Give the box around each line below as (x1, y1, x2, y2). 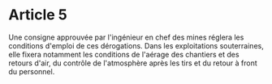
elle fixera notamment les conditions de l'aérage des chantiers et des (8, 49, 240, 59)
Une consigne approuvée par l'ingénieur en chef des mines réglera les (8, 32, 244, 42)
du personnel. (8, 66, 55, 76)
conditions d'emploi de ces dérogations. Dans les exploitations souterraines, (8, 40, 264, 50)
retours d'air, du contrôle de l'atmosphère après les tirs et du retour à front (8, 58, 257, 68)
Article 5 (8, 6, 67, 24)
